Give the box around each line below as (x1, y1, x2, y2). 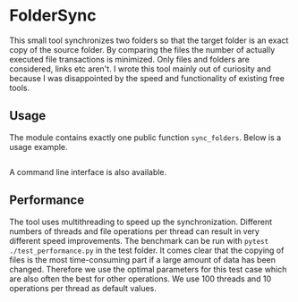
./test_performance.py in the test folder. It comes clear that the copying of (9, 245, 285, 256)
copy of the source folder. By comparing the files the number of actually (9, 44, 276, 55)
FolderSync (9, 5, 97, 26)
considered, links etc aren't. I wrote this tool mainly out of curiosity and (9, 63, 271, 74)
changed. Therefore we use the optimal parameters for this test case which (9, 264, 287, 274)
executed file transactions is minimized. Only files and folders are (9, 54, 251, 64)
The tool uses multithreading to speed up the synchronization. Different (9, 216, 273, 227)
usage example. (9, 141, 68, 152)
